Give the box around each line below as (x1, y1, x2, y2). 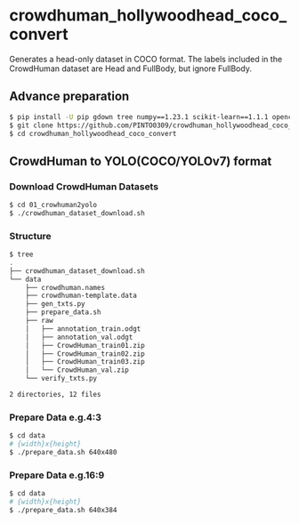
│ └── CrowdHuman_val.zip (25, 366, 129, 374)
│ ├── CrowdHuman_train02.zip (25, 349, 145, 358)
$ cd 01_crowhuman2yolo (9, 201, 98, 210)
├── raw (25, 317, 53, 326)
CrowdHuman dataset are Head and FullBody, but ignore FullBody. (9, 63, 252, 74)
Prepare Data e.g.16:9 (9, 469, 105, 481)
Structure (9, 229, 52, 242)
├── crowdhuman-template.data (25, 291, 138, 301)
